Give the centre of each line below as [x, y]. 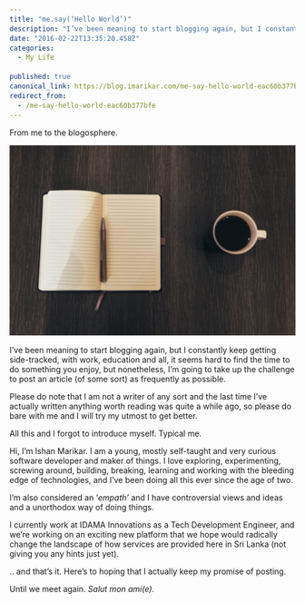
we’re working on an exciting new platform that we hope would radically [144, 535]
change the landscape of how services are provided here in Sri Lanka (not [148, 544]
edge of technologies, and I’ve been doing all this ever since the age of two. [151, 480]
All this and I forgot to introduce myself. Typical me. [106, 434]
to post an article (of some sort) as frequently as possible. [118, 379]
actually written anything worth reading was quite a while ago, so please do [151, 406]
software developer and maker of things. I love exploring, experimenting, [145, 461]
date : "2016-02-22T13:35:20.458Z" [75, 38]
